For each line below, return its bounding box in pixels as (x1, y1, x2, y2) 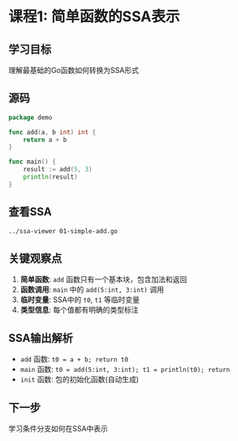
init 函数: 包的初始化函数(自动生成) (19, 374, 140, 384)
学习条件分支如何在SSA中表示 (8, 423, 108, 433)
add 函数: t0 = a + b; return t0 (19, 354, 128, 364)
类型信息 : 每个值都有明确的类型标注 (19, 305, 139, 315)
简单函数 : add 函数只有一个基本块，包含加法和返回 (19, 275, 188, 284)
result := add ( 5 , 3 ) (23, 166, 93, 174)
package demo (8, 113, 53, 122)
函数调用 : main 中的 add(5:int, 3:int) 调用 (19, 285, 164, 295)
